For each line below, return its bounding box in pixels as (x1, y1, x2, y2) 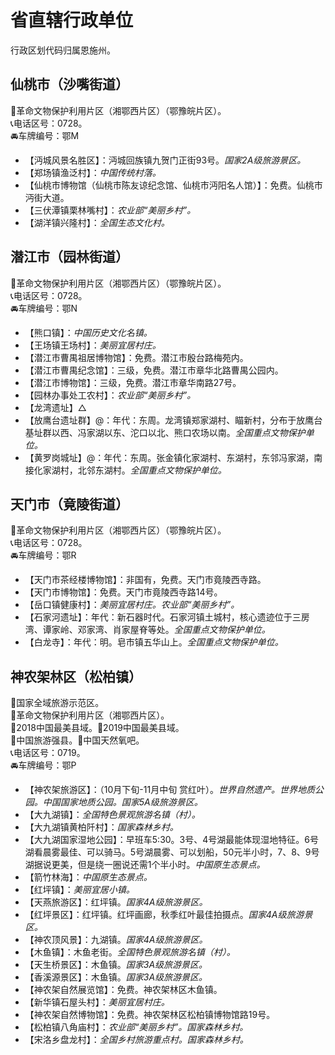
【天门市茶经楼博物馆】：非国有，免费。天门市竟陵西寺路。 (24, 574, 267, 586)
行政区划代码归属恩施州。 (10, 44, 116, 56)
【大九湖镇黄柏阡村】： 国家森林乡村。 (24, 821, 179, 833)
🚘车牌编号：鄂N (10, 302, 78, 314)
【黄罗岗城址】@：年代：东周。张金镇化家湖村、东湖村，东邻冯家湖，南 (24, 451, 323, 463)
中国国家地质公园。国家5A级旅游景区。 (42, 796, 203, 808)
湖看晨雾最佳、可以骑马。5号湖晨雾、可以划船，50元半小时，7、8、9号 (24, 846, 320, 858)
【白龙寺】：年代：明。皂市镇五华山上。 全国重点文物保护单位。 (24, 636, 284, 648)
